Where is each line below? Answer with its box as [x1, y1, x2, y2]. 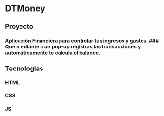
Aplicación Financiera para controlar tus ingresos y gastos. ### [5, 37, 159, 44]
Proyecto [5, 23, 33, 31]
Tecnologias [5, 64, 43, 72]
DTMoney [5, 3, 45, 14]
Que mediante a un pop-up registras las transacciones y [5, 43, 141, 50]
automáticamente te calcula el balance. [5, 49, 101, 56]
